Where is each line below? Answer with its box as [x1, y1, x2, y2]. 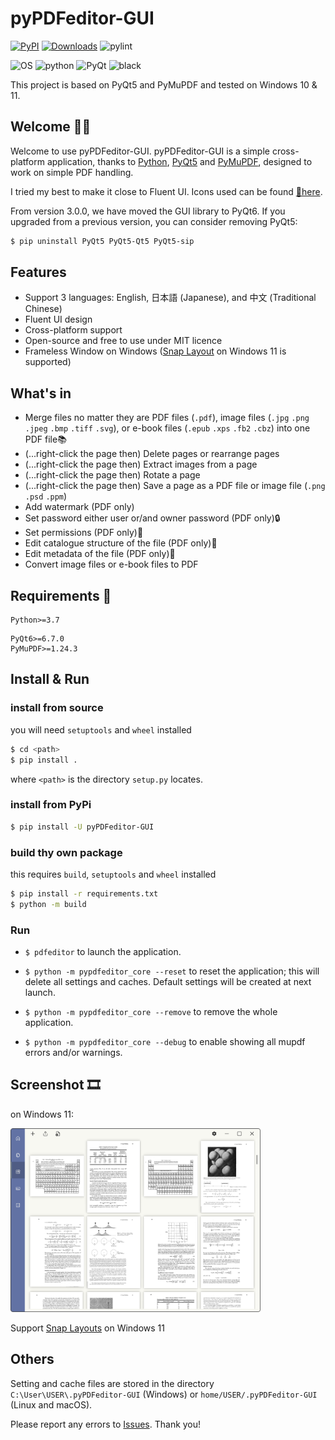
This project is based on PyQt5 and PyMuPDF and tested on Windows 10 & [10, 78, 318, 91]
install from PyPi [10, 798, 92, 812]
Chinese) [24, 303, 63, 315]
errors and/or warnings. [24, 1047, 123, 1059]
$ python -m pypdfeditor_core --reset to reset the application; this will [24, 965, 320, 977]
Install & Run [10, 671, 90, 688]
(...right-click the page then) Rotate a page [24, 469, 201, 481]
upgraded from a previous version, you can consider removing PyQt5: [10, 215, 298, 227]
